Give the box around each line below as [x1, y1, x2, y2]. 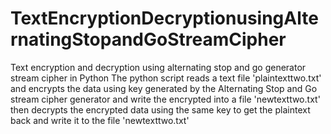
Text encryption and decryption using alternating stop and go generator [10, 61, 307, 73]
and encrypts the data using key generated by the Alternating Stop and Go [10, 82, 318, 94]
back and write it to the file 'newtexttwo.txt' [10, 114, 190, 126]
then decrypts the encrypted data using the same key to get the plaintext [10, 103, 311, 116]
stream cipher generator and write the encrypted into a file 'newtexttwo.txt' [10, 93, 321, 105]
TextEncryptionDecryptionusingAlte [10, 7, 319, 30]
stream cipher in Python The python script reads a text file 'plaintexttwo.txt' [10, 72, 322, 84]
